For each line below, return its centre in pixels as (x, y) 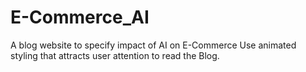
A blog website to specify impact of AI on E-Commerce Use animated (153, 45)
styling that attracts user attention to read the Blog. (115, 55)
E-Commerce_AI (80, 17)
